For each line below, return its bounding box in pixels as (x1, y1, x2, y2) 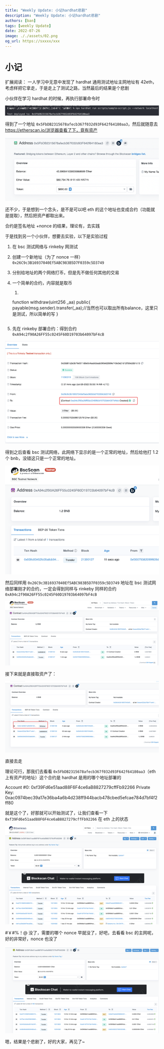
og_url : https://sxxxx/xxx (5, 39, 60, 44)
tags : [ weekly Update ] (5, 23, 51, 28)
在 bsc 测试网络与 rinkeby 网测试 (12, 243, 78, 249)
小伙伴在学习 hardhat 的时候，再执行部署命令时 (5, 95, 100, 101)
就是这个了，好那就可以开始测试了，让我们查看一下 (5, 810, 108, 816)
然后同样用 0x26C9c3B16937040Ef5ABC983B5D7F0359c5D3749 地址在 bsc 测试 (5, 580, 152, 585)
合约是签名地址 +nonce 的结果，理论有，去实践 (5, 222, 100, 229)
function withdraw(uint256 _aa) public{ (12, 299, 91, 305)
